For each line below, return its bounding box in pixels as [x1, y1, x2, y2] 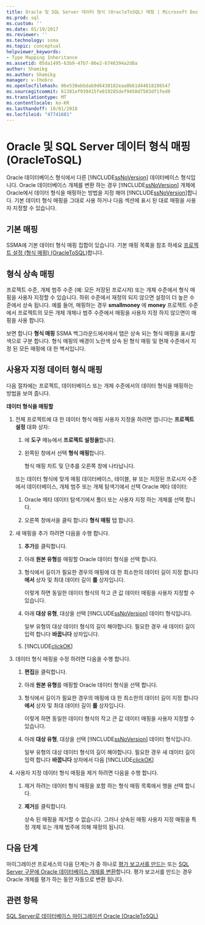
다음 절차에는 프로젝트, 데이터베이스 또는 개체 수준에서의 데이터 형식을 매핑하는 [6, 381, 194, 389]
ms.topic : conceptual [6, 43, 62, 50]
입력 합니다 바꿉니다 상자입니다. [24, 630, 99, 638]
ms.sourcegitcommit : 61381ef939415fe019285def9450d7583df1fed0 [6, 89, 171, 95]
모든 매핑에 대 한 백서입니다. [19, 345, 86, 352]
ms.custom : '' [6, 20, 43, 26]
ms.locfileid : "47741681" [6, 111, 72, 117]
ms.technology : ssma [6, 37, 59, 43]
